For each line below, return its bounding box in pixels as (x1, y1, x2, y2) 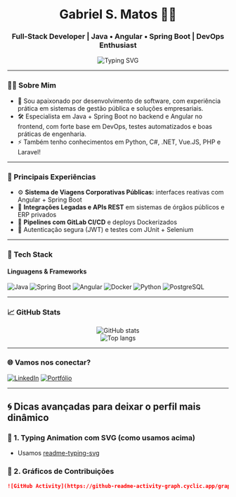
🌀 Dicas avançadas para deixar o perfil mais (7, 401, 202, 413)
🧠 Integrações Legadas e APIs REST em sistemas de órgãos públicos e (17, 203, 225, 211)
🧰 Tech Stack (7, 250, 53, 259)
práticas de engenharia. (17, 130, 86, 138)
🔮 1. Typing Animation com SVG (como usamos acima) (7, 433, 195, 443)
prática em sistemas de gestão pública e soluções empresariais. (17, 104, 204, 112)
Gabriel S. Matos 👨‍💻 (59, 6, 177, 23)
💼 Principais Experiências (7, 172, 96, 182)
